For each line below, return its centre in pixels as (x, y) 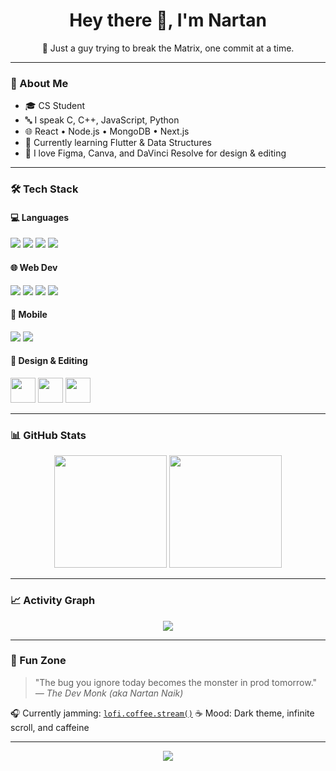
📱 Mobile (29, 315)
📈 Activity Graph (53, 601)
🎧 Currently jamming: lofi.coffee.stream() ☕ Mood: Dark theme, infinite (162, 713)
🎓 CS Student (55, 106)
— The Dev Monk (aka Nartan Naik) (109, 693)
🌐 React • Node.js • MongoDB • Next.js (107, 131)
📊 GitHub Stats (48, 435)
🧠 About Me (39, 83)
